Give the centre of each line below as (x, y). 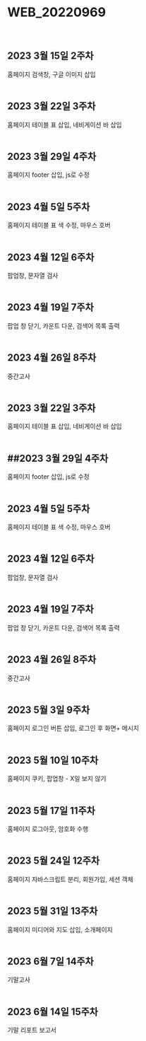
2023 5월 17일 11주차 (51, 810)
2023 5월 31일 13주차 (53, 911)
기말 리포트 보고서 (32, 1030)
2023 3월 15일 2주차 (50, 56)
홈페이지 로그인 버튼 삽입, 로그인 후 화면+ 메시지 (73, 728)
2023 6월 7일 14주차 (50, 961)
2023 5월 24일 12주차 (54, 861)
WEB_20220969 (57, 12)
